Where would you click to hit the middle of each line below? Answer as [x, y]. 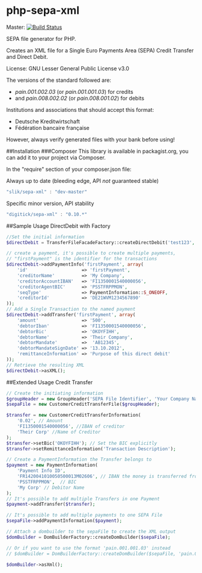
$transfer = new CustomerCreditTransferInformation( [74, 415]
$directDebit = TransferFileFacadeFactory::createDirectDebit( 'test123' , [101, 242]
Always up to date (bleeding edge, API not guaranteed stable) [83, 180]
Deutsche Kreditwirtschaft [47, 121]
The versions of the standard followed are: [59, 80]
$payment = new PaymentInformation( [52, 465]
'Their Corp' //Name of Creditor [59, 432]
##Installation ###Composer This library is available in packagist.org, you [97, 151]
